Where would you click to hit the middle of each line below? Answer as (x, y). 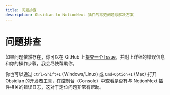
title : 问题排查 (21, 10)
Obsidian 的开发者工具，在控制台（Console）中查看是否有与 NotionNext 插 (84, 81)
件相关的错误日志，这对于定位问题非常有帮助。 (55, 87)
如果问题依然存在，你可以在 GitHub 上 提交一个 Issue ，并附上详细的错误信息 (85, 57)
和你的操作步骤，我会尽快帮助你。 (41, 63)
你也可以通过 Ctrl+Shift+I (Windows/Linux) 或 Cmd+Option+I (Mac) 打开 (81, 74)
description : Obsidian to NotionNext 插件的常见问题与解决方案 (70, 15)
